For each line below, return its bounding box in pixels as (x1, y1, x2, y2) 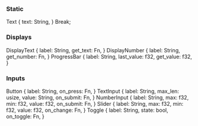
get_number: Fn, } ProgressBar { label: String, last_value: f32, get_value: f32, (6, 53, 193, 60)
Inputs (6, 74, 25, 82)
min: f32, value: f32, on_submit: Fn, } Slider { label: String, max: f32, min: (6, 100, 184, 107)
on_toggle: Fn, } (6, 112, 44, 120)
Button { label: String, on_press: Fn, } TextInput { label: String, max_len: (6, 87, 180, 94)
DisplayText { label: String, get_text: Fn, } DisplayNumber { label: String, (6, 46, 181, 53)
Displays (6, 33, 32, 42)
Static (6, 5, 24, 13)
